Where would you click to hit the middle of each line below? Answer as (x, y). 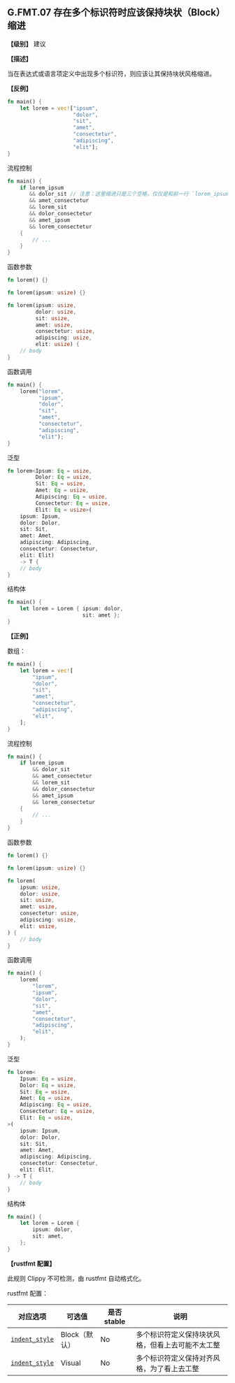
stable (115, 1321)
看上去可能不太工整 (188, 1345)
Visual (71, 1363)
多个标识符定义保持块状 (175, 1334)
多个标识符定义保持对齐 (175, 1358)
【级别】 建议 (27, 43)
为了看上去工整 (175, 1368)
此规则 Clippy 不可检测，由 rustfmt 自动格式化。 (76, 1278)
